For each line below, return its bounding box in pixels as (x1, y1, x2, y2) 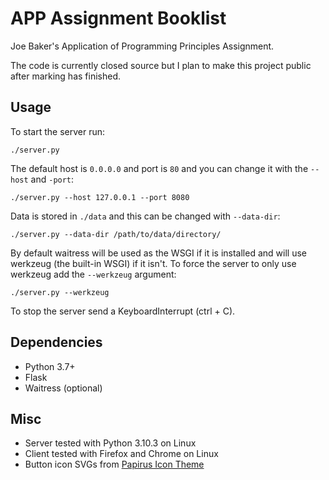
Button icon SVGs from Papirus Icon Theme (24, 458, 205, 471)
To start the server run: (10, 125, 105, 137)
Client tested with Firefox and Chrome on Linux (24, 448, 219, 460)
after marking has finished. (10, 70, 121, 82)
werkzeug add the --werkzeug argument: (10, 268, 177, 280)
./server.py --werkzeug (10, 287, 110, 297)
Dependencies (10, 334, 103, 351)
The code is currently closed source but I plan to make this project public (10, 59, 312, 71)
